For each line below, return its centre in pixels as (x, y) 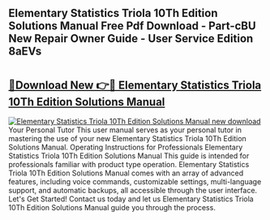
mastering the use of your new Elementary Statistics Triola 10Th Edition (128, 138)
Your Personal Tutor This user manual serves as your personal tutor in (125, 130)
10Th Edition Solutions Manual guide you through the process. (112, 207)
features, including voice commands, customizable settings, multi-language (135, 181)
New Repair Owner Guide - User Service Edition (131, 39)
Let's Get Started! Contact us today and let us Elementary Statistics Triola (131, 199)
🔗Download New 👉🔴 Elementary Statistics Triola (135, 85)
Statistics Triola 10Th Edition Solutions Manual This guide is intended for (129, 156)
